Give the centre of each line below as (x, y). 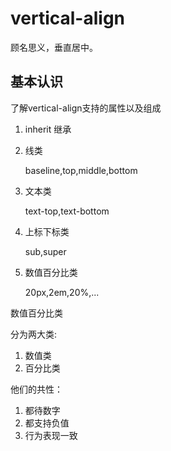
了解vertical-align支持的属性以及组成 (86, 108)
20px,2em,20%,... (62, 292)
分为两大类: (34, 334)
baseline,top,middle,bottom (81, 170)
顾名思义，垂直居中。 (54, 47)
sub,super (45, 251)
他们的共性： (36, 389)
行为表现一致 (51, 435)
